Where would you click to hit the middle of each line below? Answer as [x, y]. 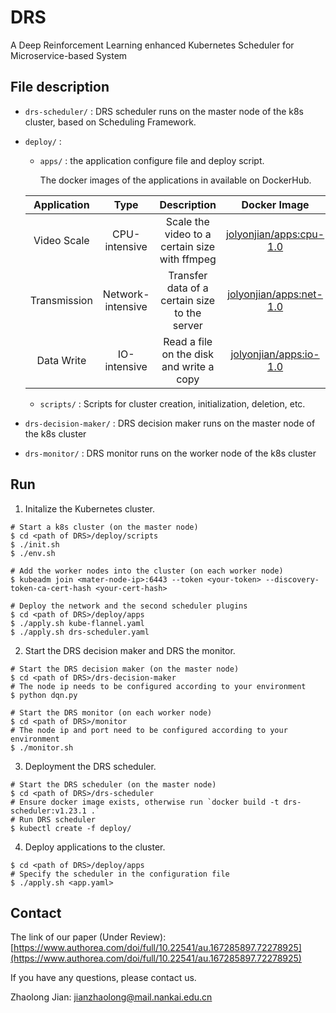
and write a [188, 366]
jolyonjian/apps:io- [275, 354]
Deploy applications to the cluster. [95, 847]
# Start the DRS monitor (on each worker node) [111, 712]
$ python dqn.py [44, 695]
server [187, 325]
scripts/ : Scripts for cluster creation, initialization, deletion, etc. [172, 403]
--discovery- [292, 579]
